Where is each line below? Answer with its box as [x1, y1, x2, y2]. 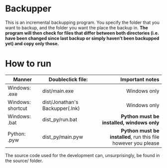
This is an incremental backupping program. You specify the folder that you [5, 19, 160, 25]
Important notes [120, 76, 160, 83]
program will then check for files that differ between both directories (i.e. [5, 30, 159, 36]
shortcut [7, 105, 27, 112]
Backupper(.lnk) [42, 105, 81, 112]
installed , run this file [110, 133, 160, 140]
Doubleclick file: [48, 76, 88, 83]
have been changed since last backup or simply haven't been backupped [5, 35, 160, 41]
